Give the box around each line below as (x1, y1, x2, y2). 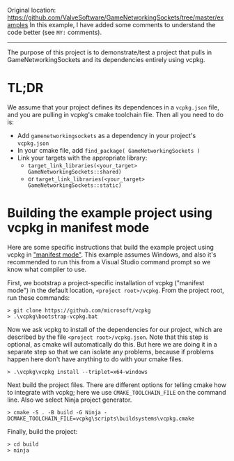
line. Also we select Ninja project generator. (7, 395, 132, 404)
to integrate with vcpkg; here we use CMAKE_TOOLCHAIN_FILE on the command (7, 388, 226, 396)
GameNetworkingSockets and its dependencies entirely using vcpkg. (7, 56, 205, 63)
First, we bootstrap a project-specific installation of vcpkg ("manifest (7, 278, 205, 287)
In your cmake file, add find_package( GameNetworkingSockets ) (17, 146, 201, 154)
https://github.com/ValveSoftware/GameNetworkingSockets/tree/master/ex (7, 13, 224, 22)
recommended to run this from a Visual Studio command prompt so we (7, 257, 211, 266)
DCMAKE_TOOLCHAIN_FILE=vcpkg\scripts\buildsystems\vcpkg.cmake (7, 415, 195, 422)
